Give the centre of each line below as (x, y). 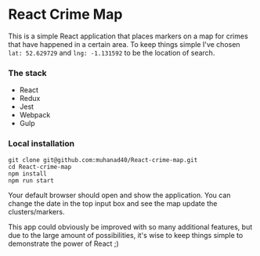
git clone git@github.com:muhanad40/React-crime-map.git (103, 160)
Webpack (35, 115)
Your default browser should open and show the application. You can (119, 195)
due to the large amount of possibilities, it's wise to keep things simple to (126, 235)
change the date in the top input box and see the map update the (113, 203)
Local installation (42, 144)
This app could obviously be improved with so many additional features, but (130, 227)
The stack (27, 73)
